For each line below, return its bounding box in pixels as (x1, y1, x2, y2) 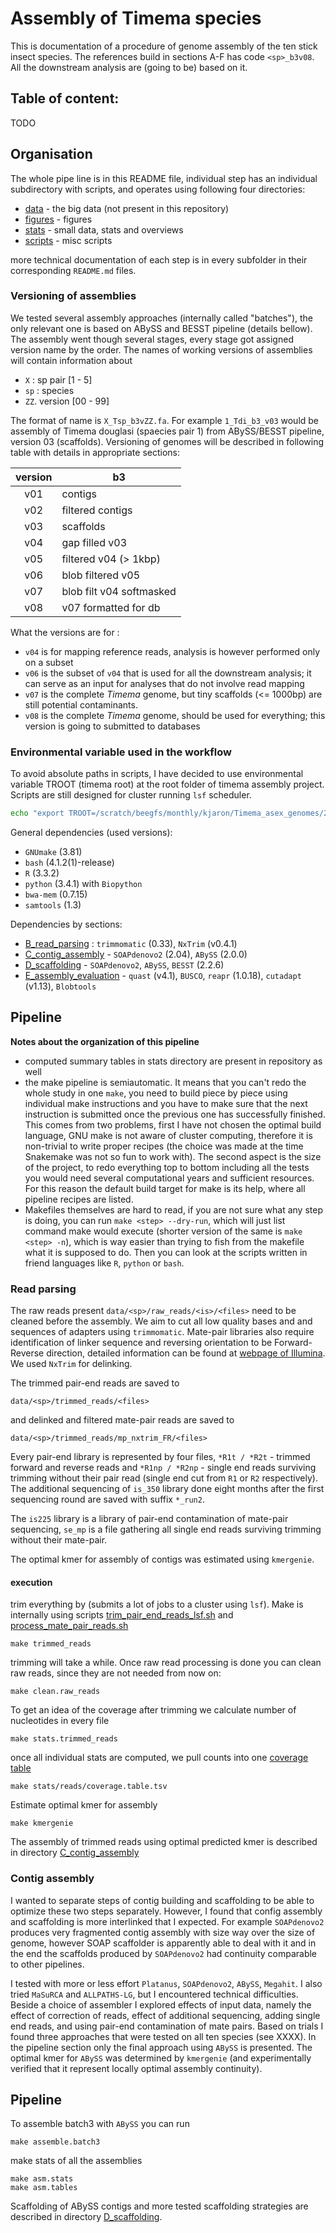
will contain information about (10, 354, 133, 366)
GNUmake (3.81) (24, 846, 83, 858)
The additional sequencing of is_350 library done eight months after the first (10, 1483, 325, 1495)
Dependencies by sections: (10, 918, 123, 931)
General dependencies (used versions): (10, 827, 173, 839)
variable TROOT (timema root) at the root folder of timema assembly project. (10, 778, 325, 791)
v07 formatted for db (61, 600, 161, 614)
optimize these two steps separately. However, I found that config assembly (10, 1905, 323, 1917)
